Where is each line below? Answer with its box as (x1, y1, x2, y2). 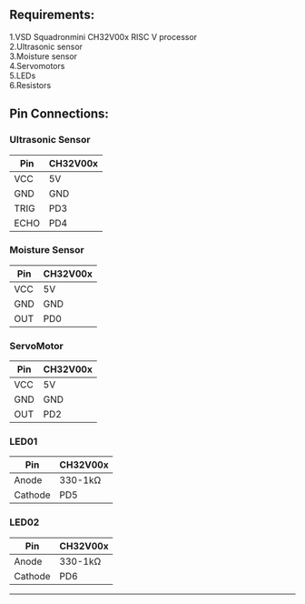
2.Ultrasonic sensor (9, 41, 84, 52)
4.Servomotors (9, 60, 65, 71)
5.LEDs (9, 70, 36, 81)
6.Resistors (9, 79, 52, 90)
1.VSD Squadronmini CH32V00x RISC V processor (9, 31, 198, 42)
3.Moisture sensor (9, 50, 78, 62)
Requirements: (9, 7, 95, 23)
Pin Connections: (9, 106, 109, 122)
